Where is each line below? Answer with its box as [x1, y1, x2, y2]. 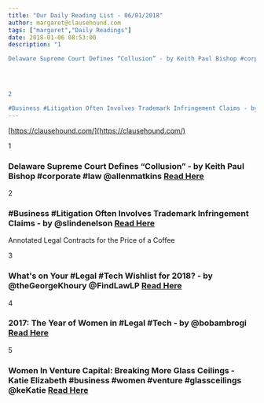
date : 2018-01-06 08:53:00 [8, 33, 97, 42]
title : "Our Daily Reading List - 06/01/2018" [8, 11, 163, 20]
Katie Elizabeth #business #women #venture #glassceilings [8, 375, 242, 386]
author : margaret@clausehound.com [8, 19, 122, 27]
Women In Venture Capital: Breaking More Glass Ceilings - [8, 365, 236, 376]
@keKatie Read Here [8, 384, 89, 395]
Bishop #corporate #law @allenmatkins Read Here [8, 170, 204, 181]
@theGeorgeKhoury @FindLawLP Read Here [8, 280, 182, 291]
